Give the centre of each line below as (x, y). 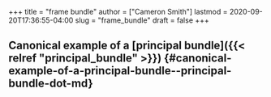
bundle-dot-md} (51, 84)
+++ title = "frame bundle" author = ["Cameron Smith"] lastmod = (118, 12)
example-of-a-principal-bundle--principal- (120, 71)
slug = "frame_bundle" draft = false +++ (142, 20)
